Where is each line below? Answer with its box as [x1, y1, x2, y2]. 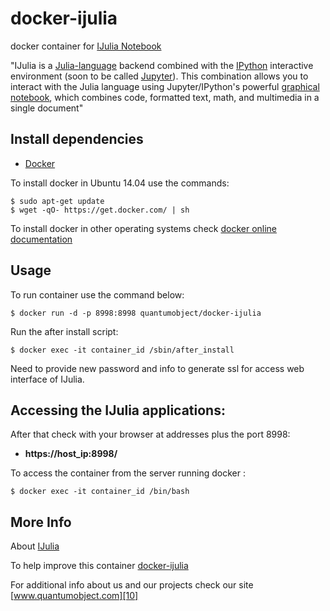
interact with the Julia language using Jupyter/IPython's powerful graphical [10, 80, 320, 92]
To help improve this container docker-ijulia [10, 560, 189, 572]
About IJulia [10, 540, 60, 552]
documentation [10, 233, 73, 245]
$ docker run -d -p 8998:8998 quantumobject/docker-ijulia [10, 308, 262, 318]
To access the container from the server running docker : [10, 467, 246, 479]
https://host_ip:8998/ [24, 448, 118, 460]
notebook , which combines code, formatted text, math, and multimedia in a [10, 91, 320, 103]
